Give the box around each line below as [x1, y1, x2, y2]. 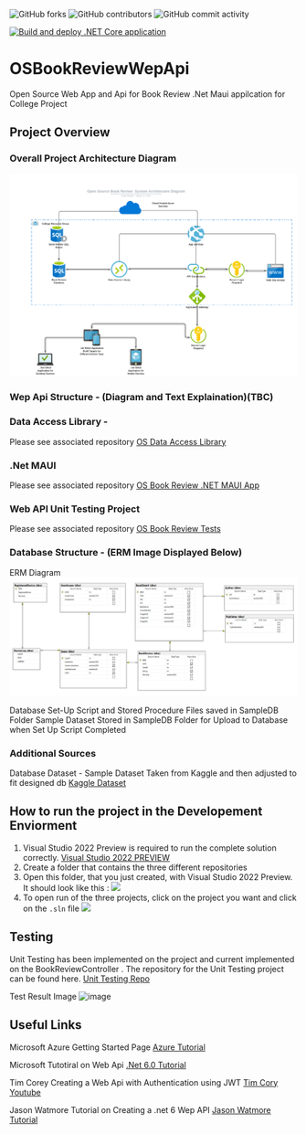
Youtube [9, 1086, 41, 1097]
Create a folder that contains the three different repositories [22, 862, 248, 873]
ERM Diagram [9, 567, 61, 578]
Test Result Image [9, 991, 78, 1002]
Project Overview [9, 124, 111, 141]
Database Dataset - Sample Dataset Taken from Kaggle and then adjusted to [9, 768, 297, 779]
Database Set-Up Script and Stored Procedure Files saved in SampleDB [9, 705, 279, 715]
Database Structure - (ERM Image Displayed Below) [9, 546, 243, 559]
